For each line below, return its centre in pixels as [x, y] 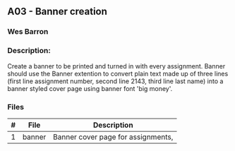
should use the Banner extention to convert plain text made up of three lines [118, 73]
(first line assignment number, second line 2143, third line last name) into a [115, 81]
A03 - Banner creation [58, 12]
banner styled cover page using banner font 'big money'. [90, 88]
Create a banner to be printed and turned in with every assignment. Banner [116, 66]
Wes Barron [28, 32]
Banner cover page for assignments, [113, 137]
